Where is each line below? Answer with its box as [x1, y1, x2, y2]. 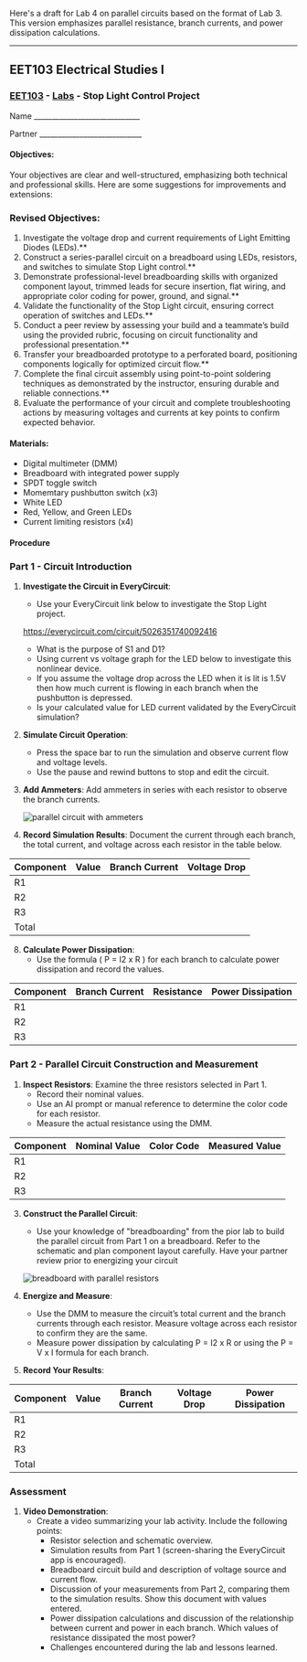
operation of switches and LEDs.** [22, 310, 153, 321]
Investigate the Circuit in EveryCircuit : [22, 581, 171, 592]
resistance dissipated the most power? [49, 1632, 196, 1643]
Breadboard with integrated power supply [22, 468, 180, 479]
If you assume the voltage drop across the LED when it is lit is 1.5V [36, 673, 286, 684]
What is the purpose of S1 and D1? [36, 644, 166, 655]
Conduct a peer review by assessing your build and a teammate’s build [22, 320, 290, 331]
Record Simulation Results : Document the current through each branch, [22, 829, 296, 840]
